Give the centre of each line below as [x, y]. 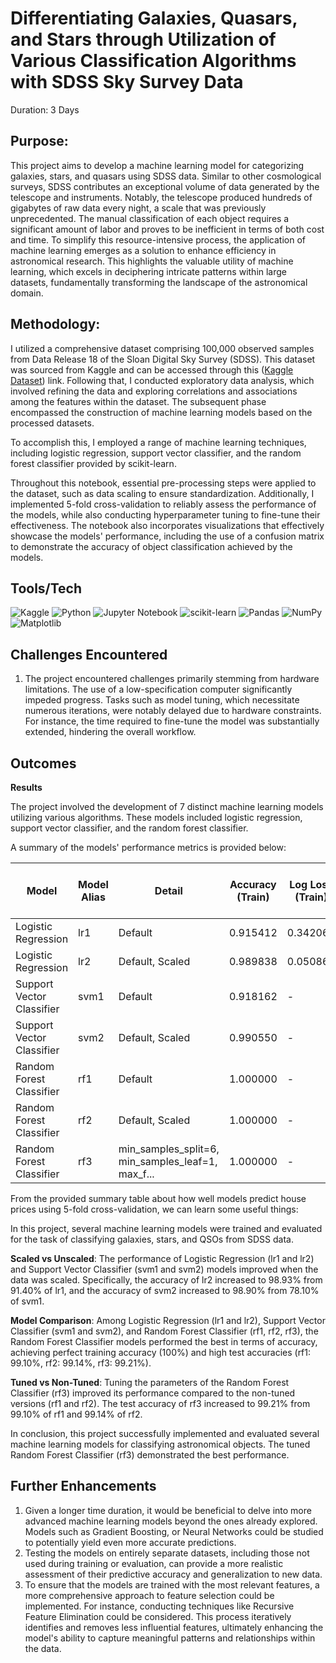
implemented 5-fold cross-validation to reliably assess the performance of [163, 504]
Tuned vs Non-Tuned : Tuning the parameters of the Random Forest [150, 1382]
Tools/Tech [46, 588]
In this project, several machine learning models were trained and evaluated [166, 1228]
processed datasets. [52, 423]
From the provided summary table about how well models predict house [158, 1198]
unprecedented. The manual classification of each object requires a [150, 218]
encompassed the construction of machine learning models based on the [161, 412]
